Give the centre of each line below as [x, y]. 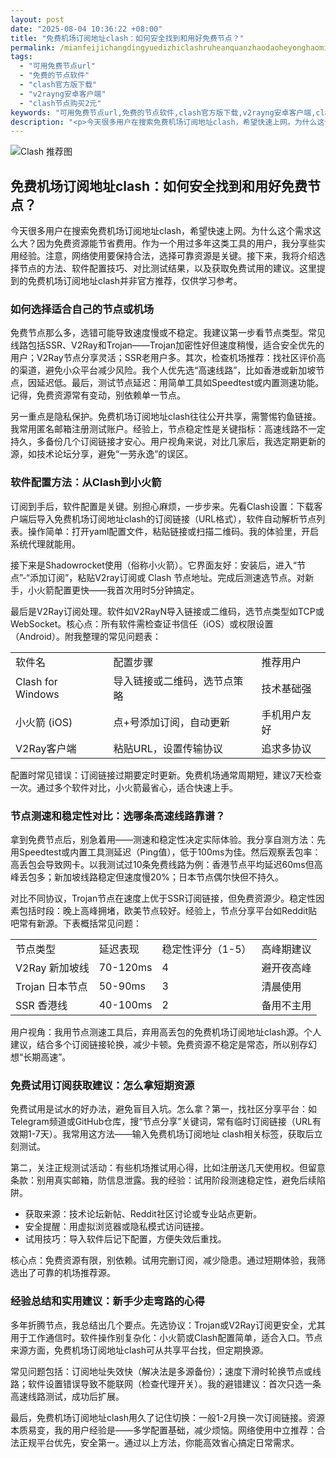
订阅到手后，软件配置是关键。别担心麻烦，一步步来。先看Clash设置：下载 [162, 506]
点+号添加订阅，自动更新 [171, 722]
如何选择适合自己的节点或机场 [82, 309]
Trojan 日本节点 [51, 986]
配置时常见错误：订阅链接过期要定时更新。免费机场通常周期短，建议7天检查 [166, 775]
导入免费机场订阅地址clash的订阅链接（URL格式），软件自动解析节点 [176, 518]
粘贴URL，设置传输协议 [168, 748]
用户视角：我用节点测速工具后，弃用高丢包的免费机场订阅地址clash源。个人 [166, 1032]
